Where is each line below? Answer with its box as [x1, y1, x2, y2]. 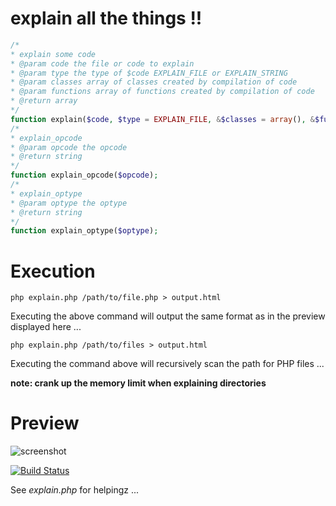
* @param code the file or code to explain [10, 58, 195, 69]
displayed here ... [10, 321, 82, 333]
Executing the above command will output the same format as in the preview [10, 310, 326, 322]
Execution [10, 260, 96, 282]
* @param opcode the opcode [10, 142, 128, 152]
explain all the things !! [10, 7, 203, 30]
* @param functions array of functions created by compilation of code [10, 87, 315, 97]
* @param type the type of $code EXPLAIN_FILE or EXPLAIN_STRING [10, 68, 288, 78]
